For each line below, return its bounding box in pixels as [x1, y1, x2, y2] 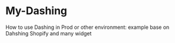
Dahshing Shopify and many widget [5, 29, 92, 37]
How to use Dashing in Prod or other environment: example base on [5, 24, 170, 31]
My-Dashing [5, 4, 68, 18]
